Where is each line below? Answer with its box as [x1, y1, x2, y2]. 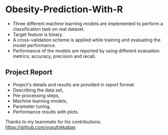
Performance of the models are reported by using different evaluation [12, 48, 160, 54]
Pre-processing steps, [12, 92, 60, 98]
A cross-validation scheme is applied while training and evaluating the [12, 37, 161, 43]
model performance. [12, 42, 56, 48]
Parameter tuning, [12, 103, 51, 109]
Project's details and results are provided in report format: [12, 81, 135, 87]
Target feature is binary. [12, 31, 64, 37]
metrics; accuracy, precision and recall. [12, 53, 96, 59]
